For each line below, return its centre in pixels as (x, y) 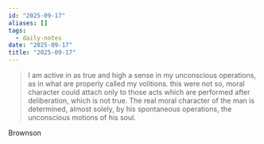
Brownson (25, 133)
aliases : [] (28, 23)
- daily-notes (39, 38)
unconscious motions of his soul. (82, 117)
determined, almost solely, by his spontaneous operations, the (130, 109)
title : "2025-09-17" (43, 53)
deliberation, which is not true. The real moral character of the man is (141, 101)
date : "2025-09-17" (41, 45)
